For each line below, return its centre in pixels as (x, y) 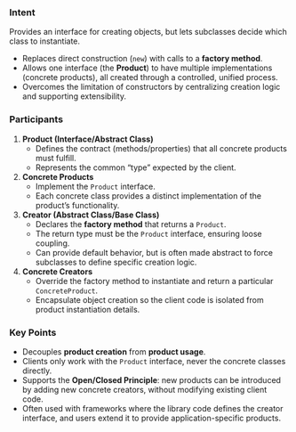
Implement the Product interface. (95, 186)
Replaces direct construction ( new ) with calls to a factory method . (142, 59)
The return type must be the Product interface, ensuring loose (148, 233)
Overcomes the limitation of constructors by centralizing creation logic (151, 87)
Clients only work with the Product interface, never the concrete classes (154, 361)
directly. (37, 371)
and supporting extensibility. (74, 96)
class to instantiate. (45, 41)
